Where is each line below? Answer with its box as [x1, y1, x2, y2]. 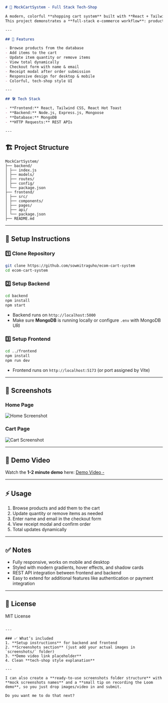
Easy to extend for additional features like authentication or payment [12, 575, 153, 581]
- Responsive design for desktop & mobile [5, 73, 95, 79]
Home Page [5, 401, 34, 408]
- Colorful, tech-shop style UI [5, 78, 72, 83]
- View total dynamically [5, 60, 59, 65]
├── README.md [5, 216, 35, 221]
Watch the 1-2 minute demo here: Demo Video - [5, 469, 105, 475]
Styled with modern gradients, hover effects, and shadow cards [12, 564, 144, 570]
